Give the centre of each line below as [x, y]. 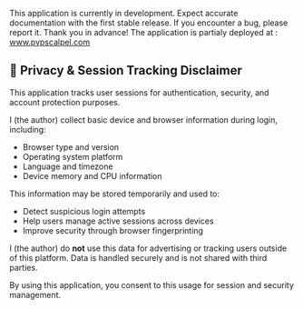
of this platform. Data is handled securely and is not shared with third [138, 257]
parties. [24, 267]
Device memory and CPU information [92, 175]
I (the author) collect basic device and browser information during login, [144, 120]
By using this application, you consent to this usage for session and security [152, 284]
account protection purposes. [65, 102]
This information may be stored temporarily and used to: [115, 194]
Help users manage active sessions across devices [118, 221]
